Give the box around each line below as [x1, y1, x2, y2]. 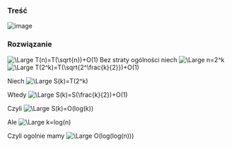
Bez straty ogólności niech [100, 55, 178, 64]
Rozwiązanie [7, 40, 52, 49]
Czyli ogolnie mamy [7, 131, 65, 140]
